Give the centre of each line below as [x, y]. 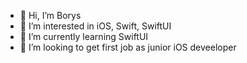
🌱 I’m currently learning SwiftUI [84, 36]
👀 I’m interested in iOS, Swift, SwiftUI [95, 26]
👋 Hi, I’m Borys [50, 15]
